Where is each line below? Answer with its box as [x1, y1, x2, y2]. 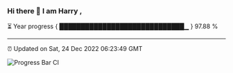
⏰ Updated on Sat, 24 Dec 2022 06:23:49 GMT [7, 45, 143, 53]
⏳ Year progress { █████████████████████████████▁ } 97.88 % [7, 22, 218, 30]
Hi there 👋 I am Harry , [7, 6, 83, 16]
